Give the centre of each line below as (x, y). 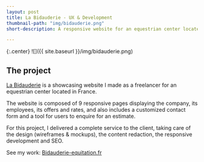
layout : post (23, 12)
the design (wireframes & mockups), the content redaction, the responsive (99, 135)
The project (29, 70)
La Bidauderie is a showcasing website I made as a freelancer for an (92, 85)
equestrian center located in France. (52, 92)
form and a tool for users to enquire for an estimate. (71, 116)
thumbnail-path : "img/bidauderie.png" (55, 23)
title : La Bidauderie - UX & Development (59, 18)
